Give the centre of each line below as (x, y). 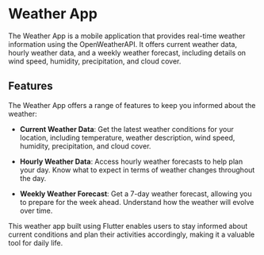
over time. (36, 211)
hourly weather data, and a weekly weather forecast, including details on (127, 52)
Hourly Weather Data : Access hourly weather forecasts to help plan (131, 161)
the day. (33, 178)
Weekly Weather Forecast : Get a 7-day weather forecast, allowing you (136, 193)
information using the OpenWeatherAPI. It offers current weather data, (123, 44)
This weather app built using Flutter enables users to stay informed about (128, 226)
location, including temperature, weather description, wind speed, (127, 137)
